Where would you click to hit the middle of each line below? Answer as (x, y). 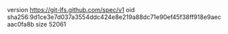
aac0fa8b (21, 24)
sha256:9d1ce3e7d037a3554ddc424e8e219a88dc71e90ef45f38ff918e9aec (114, 17)
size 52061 (51, 24)
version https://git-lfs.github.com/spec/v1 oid (71, 10)
